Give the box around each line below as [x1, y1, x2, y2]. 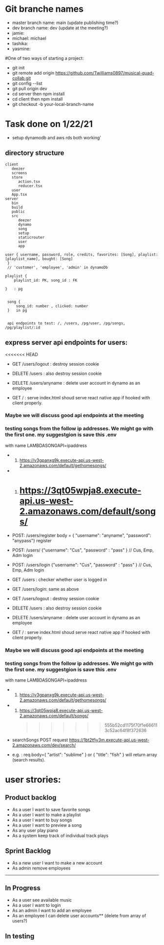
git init [12, 65, 25, 71]
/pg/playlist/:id [5, 325, 41, 330]
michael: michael [12, 35, 46, 41]
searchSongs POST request [12, 737, 68, 743]
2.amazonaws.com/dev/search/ [12, 742, 76, 748]
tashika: [12, 40, 28, 46]
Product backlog [5, 793, 57, 802]
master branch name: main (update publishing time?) [12, 20, 119, 26]
